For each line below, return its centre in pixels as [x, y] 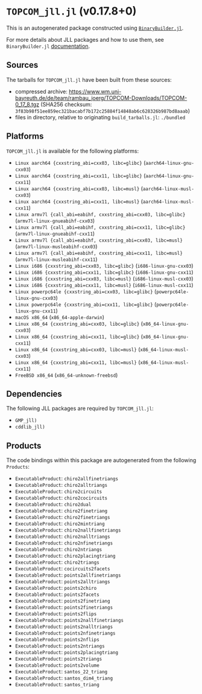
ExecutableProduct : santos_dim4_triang [64, 678]
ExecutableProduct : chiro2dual [53, 504]
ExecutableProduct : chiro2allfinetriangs [67, 478]
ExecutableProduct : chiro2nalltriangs [62, 537]
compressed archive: [41, 91]
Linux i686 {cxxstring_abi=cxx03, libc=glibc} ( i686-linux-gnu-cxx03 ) [104, 265]
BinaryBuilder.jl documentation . [48, 46]
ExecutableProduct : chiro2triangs [57, 562]
